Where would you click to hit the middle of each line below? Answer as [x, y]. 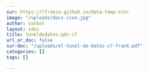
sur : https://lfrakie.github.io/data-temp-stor [68, 12]
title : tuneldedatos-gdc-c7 [42, 35]
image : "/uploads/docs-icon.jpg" [49, 18]
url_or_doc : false [30, 40]
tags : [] [17, 57]
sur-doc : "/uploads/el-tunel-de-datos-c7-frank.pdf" [75, 46]
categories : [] [26, 52]
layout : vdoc [23, 29]
